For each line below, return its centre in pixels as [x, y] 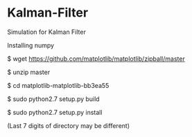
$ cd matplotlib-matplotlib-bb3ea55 [58, 85]
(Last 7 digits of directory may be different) [69, 125]
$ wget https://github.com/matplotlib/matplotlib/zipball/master [96, 58]
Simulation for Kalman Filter [47, 32]
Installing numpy [30, 45]
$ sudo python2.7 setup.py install [55, 112]
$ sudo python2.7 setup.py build [53, 99]
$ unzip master [29, 72]
